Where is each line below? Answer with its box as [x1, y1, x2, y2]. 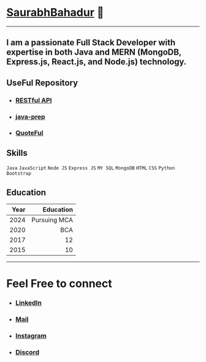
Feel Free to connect [6, 277, 112, 291]
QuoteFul [15, 129, 44, 137]
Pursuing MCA [31, 216, 74, 225]
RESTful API [15, 96, 52, 104]
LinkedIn [15, 299, 42, 307]
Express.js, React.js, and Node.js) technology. [6, 56, 187, 67]
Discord [15, 348, 40, 356]
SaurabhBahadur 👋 [6, 6, 104, 20]
